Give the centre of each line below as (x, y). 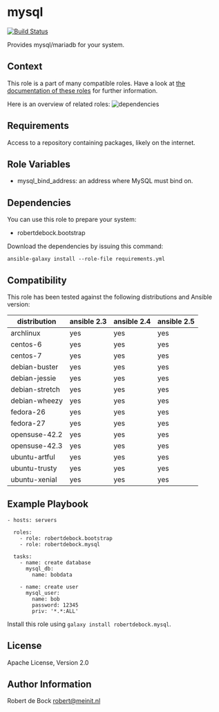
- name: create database (55, 562)
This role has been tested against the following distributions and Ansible (110, 297)
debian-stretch (36, 389)
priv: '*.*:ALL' (55, 611)
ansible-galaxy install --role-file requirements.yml (86, 259)
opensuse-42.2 (37, 434)
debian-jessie (34, 378)
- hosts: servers (32, 520)
